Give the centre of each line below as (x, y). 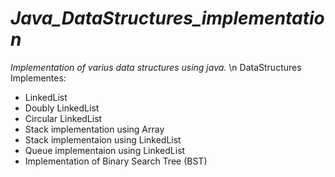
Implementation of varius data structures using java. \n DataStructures (156, 67)
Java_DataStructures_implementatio (167, 18)
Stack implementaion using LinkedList (103, 139)
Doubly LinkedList (62, 108)
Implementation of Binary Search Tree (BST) (116, 161)
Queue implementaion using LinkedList (105, 150)
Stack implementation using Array (94, 129)
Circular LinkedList (63, 118)
